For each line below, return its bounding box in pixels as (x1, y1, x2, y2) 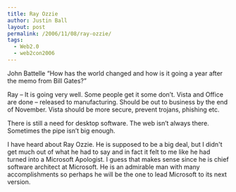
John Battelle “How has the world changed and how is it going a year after (7, 68, 223, 78)
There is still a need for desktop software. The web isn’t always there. (7, 119, 209, 127)
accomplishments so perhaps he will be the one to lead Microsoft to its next (7, 170, 228, 179)
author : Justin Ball (7, 17, 68, 24)
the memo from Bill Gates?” (7, 76, 87, 85)
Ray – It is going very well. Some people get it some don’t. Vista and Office (7, 90, 224, 99)
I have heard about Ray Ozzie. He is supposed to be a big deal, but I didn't (7, 140, 223, 148)
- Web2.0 (13, 43, 39, 50)
